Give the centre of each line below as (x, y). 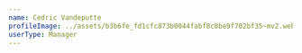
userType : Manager (43, 34)
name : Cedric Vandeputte (55, 18)
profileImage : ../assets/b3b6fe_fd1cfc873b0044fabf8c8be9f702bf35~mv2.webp (154, 26)
